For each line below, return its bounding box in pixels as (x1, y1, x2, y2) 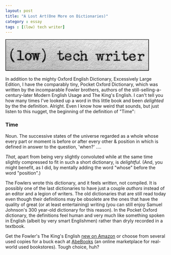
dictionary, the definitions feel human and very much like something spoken (5, 212, 165, 218)
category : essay (5, 19, 42, 24)
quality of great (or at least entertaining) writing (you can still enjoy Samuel (5, 201, 162, 208)
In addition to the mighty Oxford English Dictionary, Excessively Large (5, 76, 152, 82)
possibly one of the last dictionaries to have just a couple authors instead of (5, 185, 165, 191)
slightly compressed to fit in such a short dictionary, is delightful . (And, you (5, 159, 163, 165)
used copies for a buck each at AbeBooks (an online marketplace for (5, 238, 150, 244)
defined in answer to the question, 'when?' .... (5, 143, 102, 150)
